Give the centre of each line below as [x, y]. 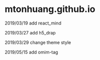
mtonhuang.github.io [50, 9]
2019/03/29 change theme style [38, 42]
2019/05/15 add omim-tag [31, 52]
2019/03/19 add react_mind [33, 23]
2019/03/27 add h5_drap [30, 32]
